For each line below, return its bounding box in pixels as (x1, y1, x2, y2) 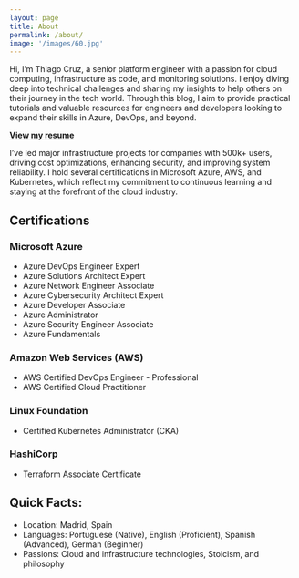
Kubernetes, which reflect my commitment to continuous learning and (9, 177, 272, 188)
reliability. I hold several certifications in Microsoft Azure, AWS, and (9, 167, 262, 178)
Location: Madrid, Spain (22, 519, 113, 530)
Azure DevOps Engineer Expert (22, 261, 140, 272)
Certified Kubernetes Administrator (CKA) (22, 425, 180, 436)
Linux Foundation (9, 405, 88, 418)
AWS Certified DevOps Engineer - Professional (22, 372, 199, 383)
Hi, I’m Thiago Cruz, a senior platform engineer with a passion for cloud (9, 64, 278, 75)
